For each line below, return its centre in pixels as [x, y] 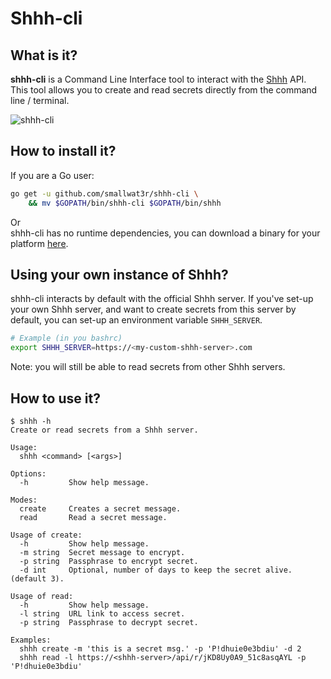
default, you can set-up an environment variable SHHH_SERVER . [136, 320]
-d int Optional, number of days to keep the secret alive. [156, 570]
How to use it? [55, 398]
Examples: [31, 640]
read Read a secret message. [93, 517]
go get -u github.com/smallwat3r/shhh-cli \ [104, 193]
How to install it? [63, 151]
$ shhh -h [31, 421]
